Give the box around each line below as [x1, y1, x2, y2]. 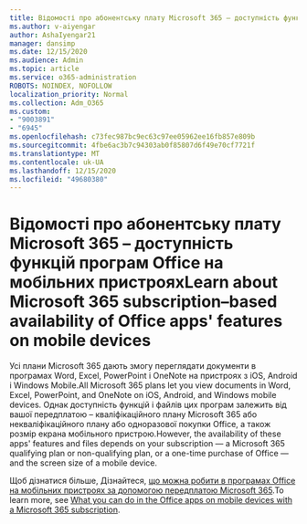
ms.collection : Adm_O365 [9, 98, 104, 108]
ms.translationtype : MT [9, 149, 101, 158]
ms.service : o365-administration [9, 73, 137, 82]
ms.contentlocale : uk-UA [9, 157, 104, 167]
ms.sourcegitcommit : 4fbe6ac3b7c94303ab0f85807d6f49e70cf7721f [9, 141, 256, 150]
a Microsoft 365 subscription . [9, 504, 121, 516]
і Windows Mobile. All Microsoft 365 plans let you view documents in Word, [9, 380, 291, 391]
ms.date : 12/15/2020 [9, 47, 89, 57]
